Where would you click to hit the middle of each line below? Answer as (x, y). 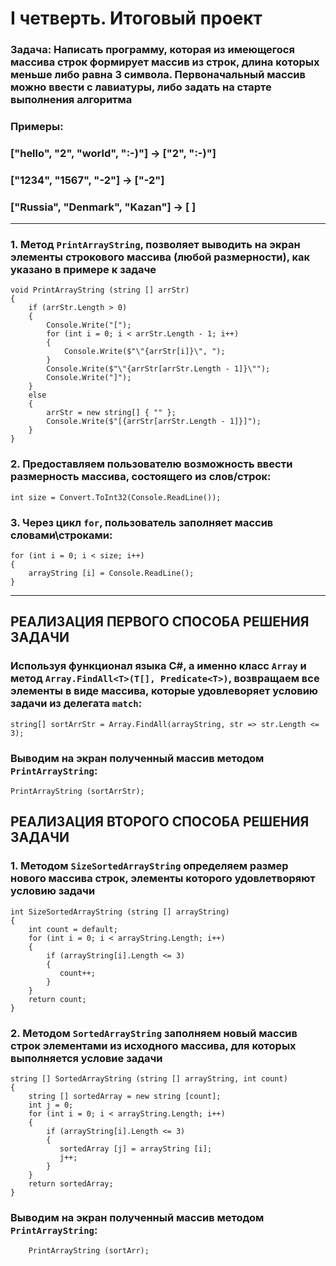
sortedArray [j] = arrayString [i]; (136, 1149)
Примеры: (37, 127)
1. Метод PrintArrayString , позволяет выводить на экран (155, 245)
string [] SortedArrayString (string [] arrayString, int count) (149, 1079)
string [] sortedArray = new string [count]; (125, 1097)
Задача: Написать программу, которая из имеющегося (152, 50)
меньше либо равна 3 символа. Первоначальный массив (158, 75)
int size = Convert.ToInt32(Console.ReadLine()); (116, 497)
